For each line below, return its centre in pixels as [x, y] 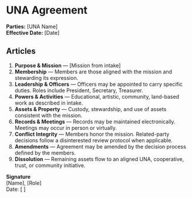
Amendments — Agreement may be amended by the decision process [100, 146]
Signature [18, 176]
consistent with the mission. [48, 115]
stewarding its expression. [46, 78]
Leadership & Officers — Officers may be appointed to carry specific [99, 84]
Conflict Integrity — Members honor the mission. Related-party [92, 134]
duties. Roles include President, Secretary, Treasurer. [79, 90]
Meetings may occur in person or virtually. [66, 127]
